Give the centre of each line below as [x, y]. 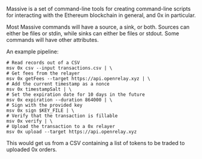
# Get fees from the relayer [43, 73]
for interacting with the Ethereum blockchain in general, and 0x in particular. [101, 15]
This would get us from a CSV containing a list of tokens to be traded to [96, 143]
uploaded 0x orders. [32, 149]
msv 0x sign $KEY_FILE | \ [40, 110]
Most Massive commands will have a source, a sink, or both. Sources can [98, 27]
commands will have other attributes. [52, 40]
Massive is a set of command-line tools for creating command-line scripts [99, 9]
